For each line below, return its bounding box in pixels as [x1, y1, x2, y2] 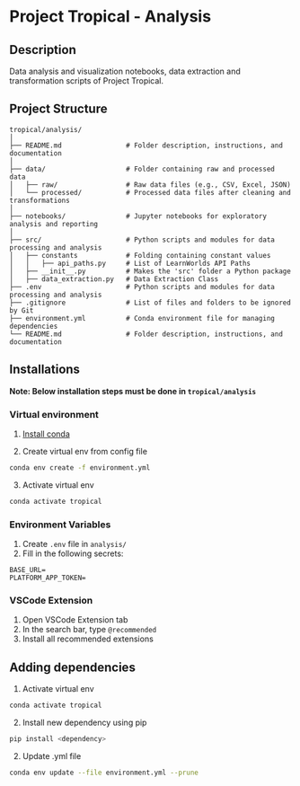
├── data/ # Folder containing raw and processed [9, 164, 276, 173]
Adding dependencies [9, 659, 137, 675]
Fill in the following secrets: [22, 548, 124, 559]
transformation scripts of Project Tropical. [9, 75, 164, 86]
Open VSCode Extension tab [22, 614, 128, 625]
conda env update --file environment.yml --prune [9, 768, 199, 777]
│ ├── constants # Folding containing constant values [9, 251, 271, 260]
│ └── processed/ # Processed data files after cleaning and [9, 188, 292, 197]
